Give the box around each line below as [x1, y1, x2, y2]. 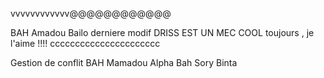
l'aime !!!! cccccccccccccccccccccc [10, 38, 161, 49]
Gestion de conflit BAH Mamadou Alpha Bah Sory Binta [10, 57, 238, 68]
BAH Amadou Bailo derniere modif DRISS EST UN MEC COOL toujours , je [10, 27, 315, 38]
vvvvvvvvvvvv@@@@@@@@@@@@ [10, 8, 172, 19]
